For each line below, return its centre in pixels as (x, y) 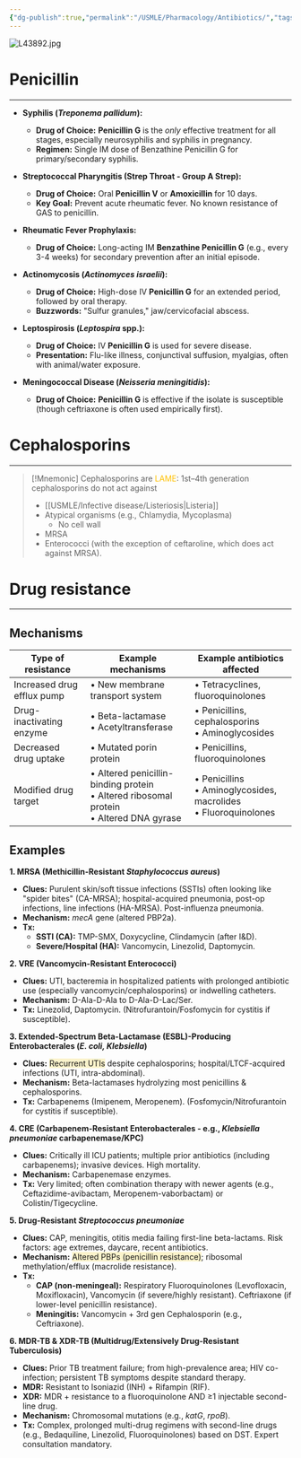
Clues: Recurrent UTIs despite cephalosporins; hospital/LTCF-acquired (153, 1063)
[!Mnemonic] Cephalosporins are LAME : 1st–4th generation (140, 478)
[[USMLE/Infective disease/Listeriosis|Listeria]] (132, 505)
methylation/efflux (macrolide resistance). (99, 1267)
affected (241, 669)
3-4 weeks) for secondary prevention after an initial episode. (148, 257)
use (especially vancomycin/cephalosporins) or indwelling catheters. (149, 991)
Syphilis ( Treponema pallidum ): (82, 112)
